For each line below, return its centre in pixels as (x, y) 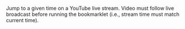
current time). (22, 20)
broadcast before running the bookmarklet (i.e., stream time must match (93, 14)
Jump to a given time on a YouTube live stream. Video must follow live (90, 8)
